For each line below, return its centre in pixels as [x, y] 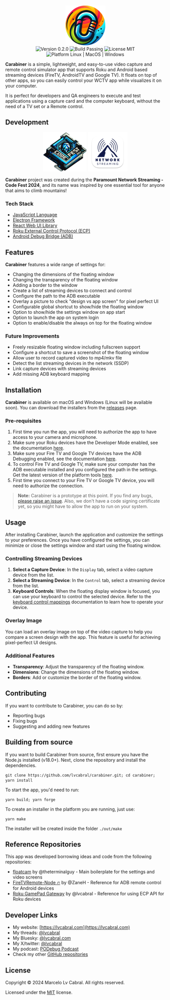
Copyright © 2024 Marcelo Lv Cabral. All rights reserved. [65, 983]
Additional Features [30, 656]
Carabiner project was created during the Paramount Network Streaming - [84, 180]
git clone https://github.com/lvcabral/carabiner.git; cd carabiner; [80, 775]
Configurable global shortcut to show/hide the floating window [78, 307]
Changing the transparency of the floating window [65, 279]
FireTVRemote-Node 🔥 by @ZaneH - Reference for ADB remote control [87, 883]
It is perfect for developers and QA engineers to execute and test [73, 95]
